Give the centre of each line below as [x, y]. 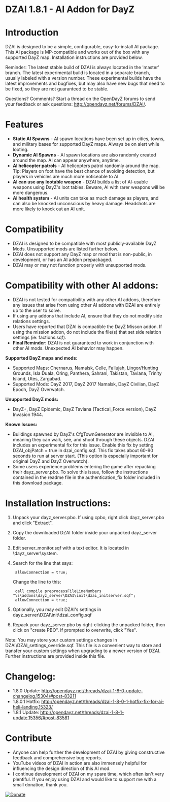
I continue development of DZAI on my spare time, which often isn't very [88, 774]
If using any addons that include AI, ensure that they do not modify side [87, 315]
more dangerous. [31, 193]
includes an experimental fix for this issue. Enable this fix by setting [83, 445]
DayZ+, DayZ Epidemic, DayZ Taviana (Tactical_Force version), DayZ [84, 409]
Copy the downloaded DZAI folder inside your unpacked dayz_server [85, 532]
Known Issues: [21, 424]
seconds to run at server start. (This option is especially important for [85, 456]
